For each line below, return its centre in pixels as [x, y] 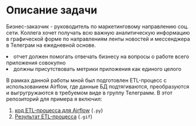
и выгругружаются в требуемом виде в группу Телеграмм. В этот [89, 93]
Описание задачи [52, 10]
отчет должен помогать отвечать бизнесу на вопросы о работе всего [102, 56]
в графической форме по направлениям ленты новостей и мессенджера [98, 39]
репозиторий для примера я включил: [54, 99]
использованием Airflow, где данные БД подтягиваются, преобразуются [98, 86]
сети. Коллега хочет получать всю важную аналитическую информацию [98, 32]
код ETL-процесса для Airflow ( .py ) [59, 110]
